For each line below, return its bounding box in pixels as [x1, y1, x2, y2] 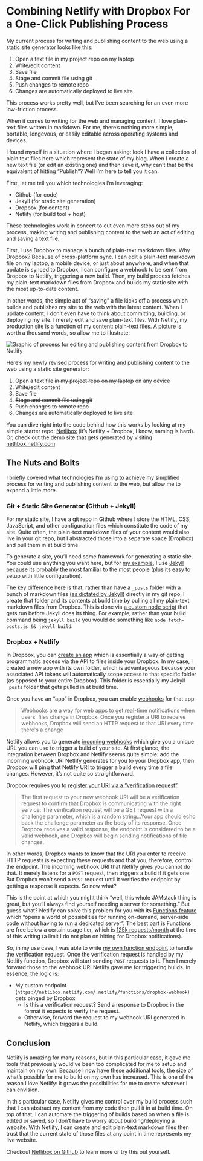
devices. [6, 136, 28, 143]
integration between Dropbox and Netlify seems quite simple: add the [6, 751, 179, 758]
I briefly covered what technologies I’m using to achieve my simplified [6, 474, 180, 481]
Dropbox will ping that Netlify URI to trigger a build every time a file [6, 764, 173, 771]
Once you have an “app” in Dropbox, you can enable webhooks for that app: [6, 695, 196, 702]
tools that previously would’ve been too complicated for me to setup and [6, 1061, 187, 1068]
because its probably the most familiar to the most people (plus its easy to [6, 566, 191, 573]
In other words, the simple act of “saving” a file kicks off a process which [6, 296, 188, 304]
